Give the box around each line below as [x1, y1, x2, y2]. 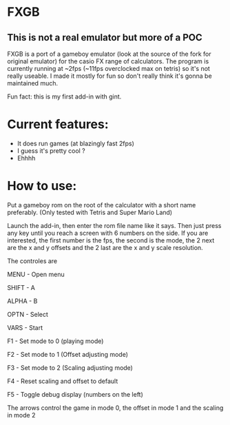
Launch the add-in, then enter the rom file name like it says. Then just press [7, 221, 222, 229]
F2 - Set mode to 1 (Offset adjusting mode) [7, 350, 129, 358]
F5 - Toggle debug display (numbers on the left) [7, 390, 143, 398]
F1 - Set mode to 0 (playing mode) [7, 337, 104, 345]
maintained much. [7, 79, 59, 87]
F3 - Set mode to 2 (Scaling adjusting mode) [7, 363, 133, 372]
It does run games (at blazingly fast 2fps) [17, 139, 134, 147]
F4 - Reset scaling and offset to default [7, 377, 118, 385]
